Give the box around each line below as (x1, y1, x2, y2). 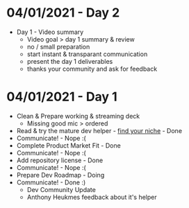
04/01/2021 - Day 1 (6, 89, 117, 105)
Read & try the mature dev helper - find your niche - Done (16, 126, 182, 135)
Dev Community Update (26, 185, 97, 193)
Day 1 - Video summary (16, 28, 84, 36)
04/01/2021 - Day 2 (6, 5, 120, 21)
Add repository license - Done (16, 156, 104, 164)
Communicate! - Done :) (16, 178, 86, 187)
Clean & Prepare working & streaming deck (16, 112, 140, 120)
